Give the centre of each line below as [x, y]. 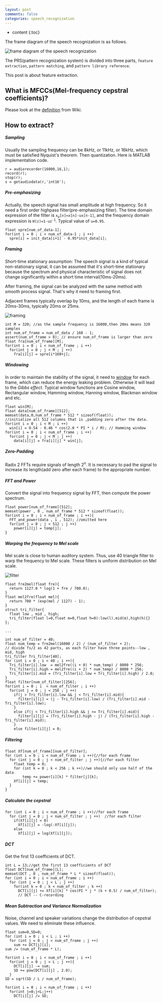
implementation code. [27, 160]
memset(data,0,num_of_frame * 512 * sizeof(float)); [59, 415]
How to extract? [29, 125]
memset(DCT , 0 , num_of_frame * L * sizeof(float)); [60, 874]
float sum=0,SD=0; [23, 932]
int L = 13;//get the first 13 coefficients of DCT [58, 865]
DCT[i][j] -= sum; [32, 966]
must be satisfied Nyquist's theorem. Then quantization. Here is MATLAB [78, 155]
